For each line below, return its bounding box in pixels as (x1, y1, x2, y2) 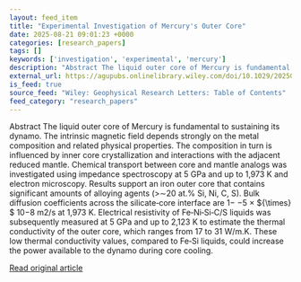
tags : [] (9, 47, 42, 56)
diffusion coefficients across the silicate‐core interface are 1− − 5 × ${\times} (9, 198, 292, 208)
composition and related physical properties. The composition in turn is (9, 140, 272, 151)
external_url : (9, 72, 63, 81)
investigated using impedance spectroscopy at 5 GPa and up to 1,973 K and (9, 169, 288, 180)
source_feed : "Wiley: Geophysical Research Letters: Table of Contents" (9, 88, 287, 97)
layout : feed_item (9, 13, 78, 22)
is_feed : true (9, 80, 63, 89)
